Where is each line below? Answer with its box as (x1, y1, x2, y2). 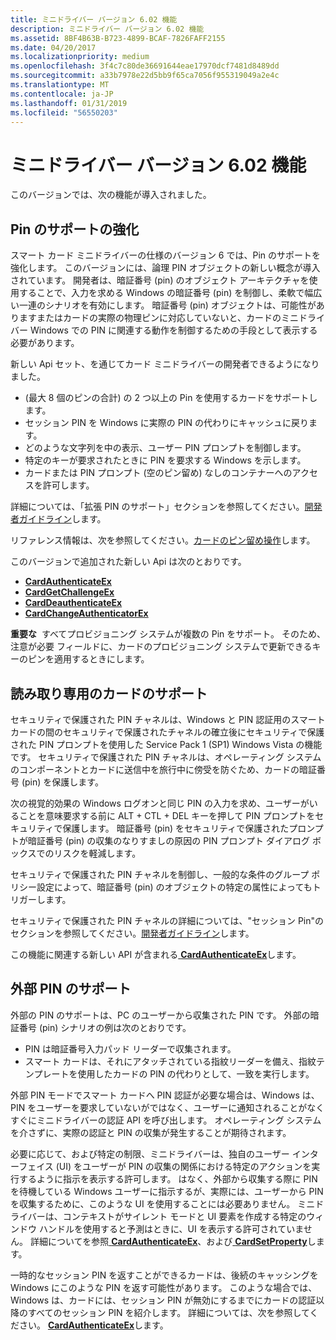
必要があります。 (10, 337, 80, 349)
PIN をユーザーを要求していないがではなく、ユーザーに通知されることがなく (10, 1101, 325, 1113)
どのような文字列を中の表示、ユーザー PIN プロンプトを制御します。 (24, 442, 307, 454)
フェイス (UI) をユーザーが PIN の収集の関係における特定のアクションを (18, 1160, 312, 1172)
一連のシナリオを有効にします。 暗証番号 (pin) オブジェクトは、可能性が (18, 299, 317, 311)
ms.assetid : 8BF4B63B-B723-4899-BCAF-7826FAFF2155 (10, 33, 226, 43)
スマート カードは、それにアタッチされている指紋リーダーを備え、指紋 (24, 1055, 317, 1067)
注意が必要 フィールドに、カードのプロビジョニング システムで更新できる (10, 641, 313, 653)
